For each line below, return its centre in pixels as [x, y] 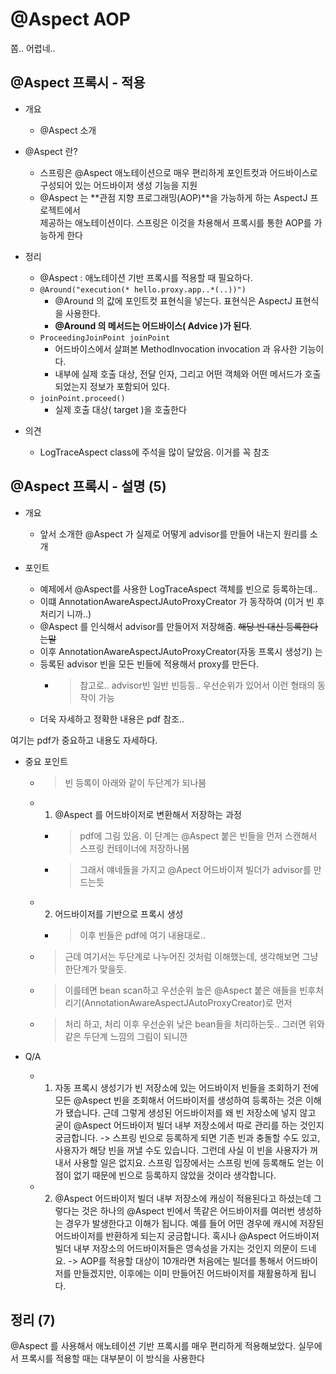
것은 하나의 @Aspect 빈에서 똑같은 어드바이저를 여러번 [188, 1210]
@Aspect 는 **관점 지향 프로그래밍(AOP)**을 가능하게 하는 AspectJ [173, 197]
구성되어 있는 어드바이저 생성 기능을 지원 [118, 185]
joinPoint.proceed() [82, 398]
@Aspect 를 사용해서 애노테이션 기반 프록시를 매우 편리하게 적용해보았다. [153, 1346]
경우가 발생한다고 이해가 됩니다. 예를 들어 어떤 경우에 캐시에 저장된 [195, 1223]
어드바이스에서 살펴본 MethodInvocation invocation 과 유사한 [176, 349]
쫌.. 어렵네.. [33, 48]
